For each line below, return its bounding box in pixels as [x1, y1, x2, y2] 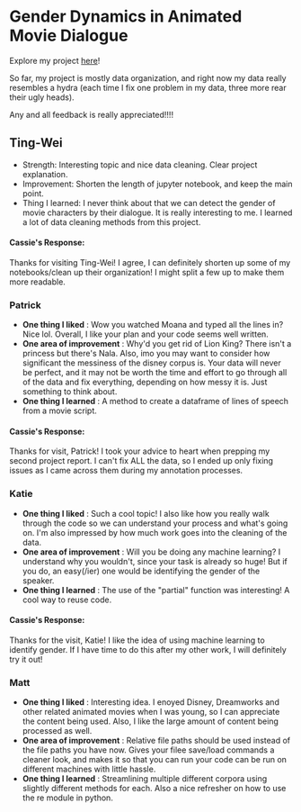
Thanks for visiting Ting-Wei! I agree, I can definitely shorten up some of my [9, 257, 291, 267]
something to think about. [22, 386, 118, 397]
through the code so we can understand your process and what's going [22, 518, 288, 528]
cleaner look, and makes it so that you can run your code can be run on [22, 754, 288, 765]
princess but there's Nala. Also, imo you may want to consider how [22, 348, 270, 359]
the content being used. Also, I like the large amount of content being [22, 716, 279, 726]
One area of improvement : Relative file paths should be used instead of [22, 735, 290, 746]
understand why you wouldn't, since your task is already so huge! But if [22, 555, 288, 566]
